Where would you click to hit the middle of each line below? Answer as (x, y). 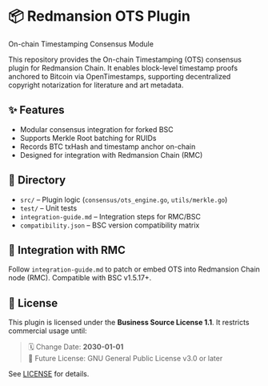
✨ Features (36, 110)
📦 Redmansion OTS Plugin (99, 16)
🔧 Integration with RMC (67, 250)
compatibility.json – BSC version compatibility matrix (110, 225)
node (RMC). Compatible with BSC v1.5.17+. (80, 278)
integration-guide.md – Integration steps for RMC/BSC (110, 216)
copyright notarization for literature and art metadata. (96, 85)
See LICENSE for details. (49, 374)
